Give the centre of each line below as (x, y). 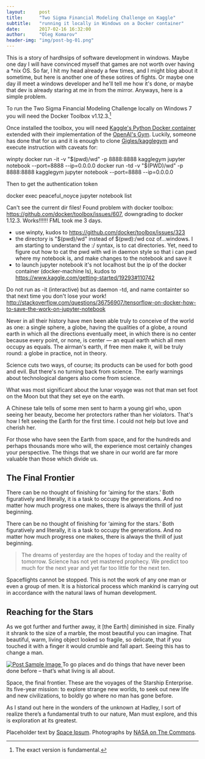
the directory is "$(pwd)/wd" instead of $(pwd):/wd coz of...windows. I (104, 239)
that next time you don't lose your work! (56, 296)
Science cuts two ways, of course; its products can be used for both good (99, 365)
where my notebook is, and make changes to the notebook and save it (103, 258)
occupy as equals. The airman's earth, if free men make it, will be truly (95, 347)
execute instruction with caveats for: (52, 147)
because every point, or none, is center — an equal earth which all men (96, 340)
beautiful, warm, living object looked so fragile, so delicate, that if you (94, 640)
